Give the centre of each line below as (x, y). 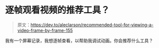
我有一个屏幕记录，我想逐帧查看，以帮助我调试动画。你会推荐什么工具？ (79, 41)
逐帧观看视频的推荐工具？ (58, 10)
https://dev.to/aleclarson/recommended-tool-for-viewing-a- (92, 25)
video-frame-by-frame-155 (45, 30)
